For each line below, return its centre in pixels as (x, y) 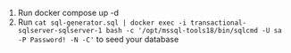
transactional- (219, 23)
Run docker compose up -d (68, 13)
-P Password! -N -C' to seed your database (98, 39)
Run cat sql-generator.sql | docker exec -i (102, 22)
